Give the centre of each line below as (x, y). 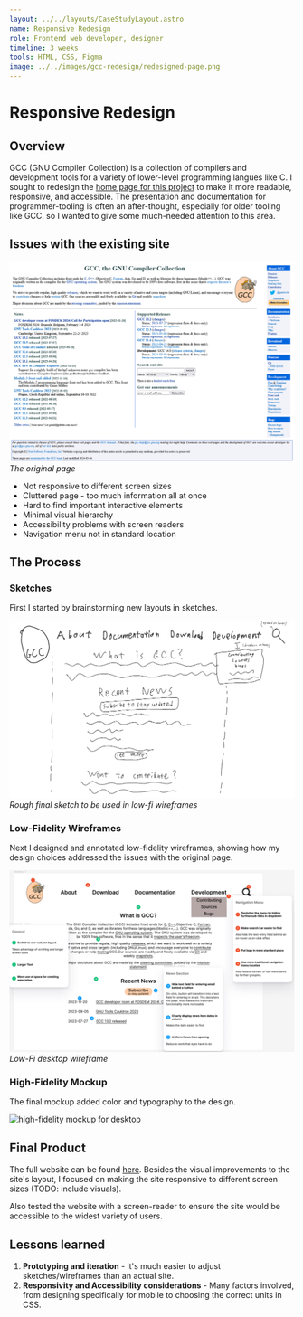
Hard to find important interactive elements (103, 505)
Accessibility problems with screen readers (103, 524)
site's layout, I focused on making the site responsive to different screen (144, 1180)
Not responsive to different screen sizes (97, 486)
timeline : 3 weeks (44, 48)
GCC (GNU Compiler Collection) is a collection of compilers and (128, 168)
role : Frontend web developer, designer (87, 38)
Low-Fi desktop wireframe (59, 1059)
